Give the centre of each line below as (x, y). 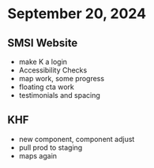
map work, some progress (61, 78)
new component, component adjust (77, 139)
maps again (38, 155)
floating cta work (46, 87)
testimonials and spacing (59, 95)
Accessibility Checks (53, 70)
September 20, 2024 (77, 14)
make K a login (43, 62)
